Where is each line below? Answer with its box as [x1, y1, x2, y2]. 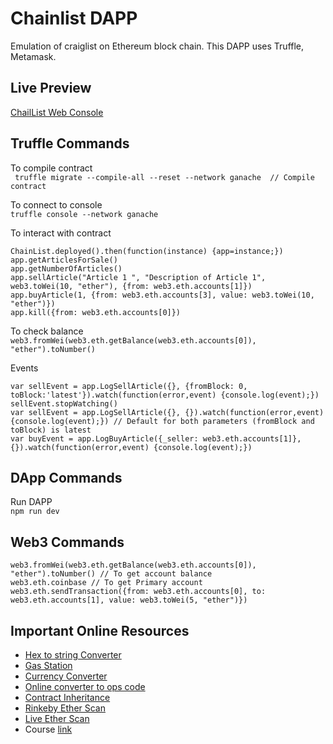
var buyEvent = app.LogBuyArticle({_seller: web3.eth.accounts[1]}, [10, 433, 302, 444]
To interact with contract [10, 227, 112, 239]
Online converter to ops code [24, 681, 146, 692]
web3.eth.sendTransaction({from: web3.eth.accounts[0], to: [10, 587, 267, 597]
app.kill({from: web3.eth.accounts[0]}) [10, 307, 182, 317]
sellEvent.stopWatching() [10, 398, 118, 409]
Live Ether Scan [24, 713, 90, 724]
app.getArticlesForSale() [10, 255, 118, 265]
